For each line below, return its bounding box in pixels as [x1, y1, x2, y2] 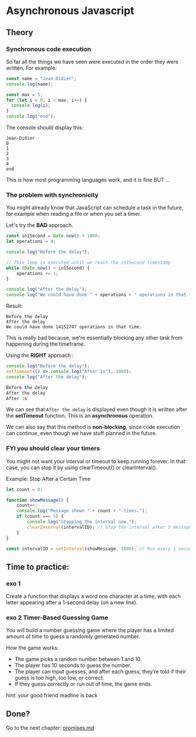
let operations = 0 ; [6, 239, 57, 244]
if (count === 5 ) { [16, 514, 64, 519]
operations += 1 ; [16, 270, 59, 276]
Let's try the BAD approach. [6, 222, 73, 229]
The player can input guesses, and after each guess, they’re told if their [14, 668, 187, 675]
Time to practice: [6, 562, 70, 571]
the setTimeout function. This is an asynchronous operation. [6, 412, 154, 419]
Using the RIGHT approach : [6, 352, 74, 359]
